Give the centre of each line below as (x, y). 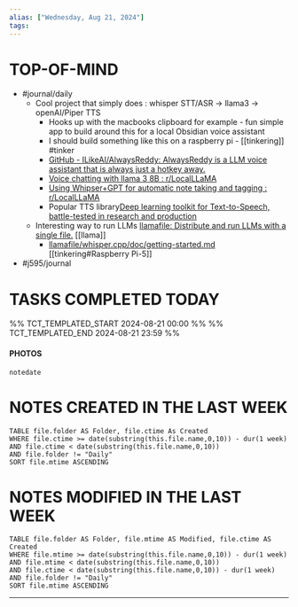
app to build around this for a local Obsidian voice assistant (157, 132)
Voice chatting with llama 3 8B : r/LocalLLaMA (133, 179)
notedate (25, 372)
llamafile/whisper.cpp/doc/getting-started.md (132, 245)
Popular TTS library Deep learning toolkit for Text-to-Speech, (159, 207)
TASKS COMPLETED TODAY (114, 299)
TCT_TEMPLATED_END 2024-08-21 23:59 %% (94, 333)
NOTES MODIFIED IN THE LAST (125, 497)
